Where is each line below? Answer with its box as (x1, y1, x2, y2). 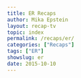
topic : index (7, 28, 44, 36)
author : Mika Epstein (7, 16, 69, 23)
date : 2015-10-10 (7, 60, 56, 67)
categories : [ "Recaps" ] (7, 41, 75, 48)
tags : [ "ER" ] (7, 48, 44, 55)
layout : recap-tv (7, 22, 56, 29)
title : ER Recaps (7, 9, 56, 17)
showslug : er (7, 54, 44, 61)
